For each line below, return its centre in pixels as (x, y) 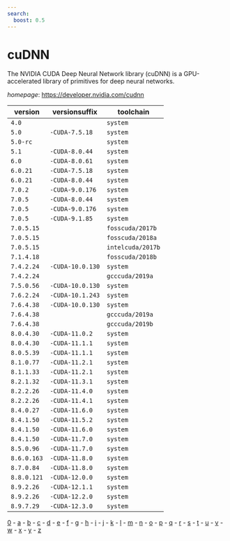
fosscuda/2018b (132, 257)
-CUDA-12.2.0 (71, 497)
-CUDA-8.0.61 (71, 161)
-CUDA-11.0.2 (71, 334)
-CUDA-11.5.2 (71, 420)
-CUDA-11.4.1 (71, 401)
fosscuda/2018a (132, 238)
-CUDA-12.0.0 (71, 478)
